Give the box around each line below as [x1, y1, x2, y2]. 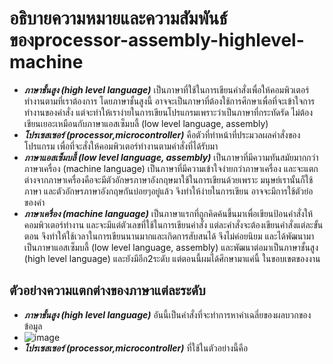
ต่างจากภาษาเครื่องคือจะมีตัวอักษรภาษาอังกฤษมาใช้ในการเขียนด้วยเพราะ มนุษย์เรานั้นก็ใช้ [23, 173, 314, 186]
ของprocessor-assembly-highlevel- [9, 29, 305, 52]
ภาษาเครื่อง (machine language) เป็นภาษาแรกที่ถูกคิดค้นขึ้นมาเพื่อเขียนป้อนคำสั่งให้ [23, 207, 314, 219]
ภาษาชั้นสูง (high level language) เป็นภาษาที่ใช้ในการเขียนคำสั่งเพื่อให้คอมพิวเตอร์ [23, 83, 310, 96]
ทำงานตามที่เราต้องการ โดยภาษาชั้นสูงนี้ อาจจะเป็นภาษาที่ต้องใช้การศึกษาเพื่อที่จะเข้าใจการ [23, 95, 316, 107]
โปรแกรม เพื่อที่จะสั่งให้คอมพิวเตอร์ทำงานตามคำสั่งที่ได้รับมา [23, 140, 219, 152]
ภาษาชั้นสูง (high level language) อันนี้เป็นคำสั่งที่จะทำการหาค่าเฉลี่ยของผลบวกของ [23, 308, 312, 321]
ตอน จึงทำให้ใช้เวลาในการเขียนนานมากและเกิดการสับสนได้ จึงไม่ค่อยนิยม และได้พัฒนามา [23, 230, 315, 242]
